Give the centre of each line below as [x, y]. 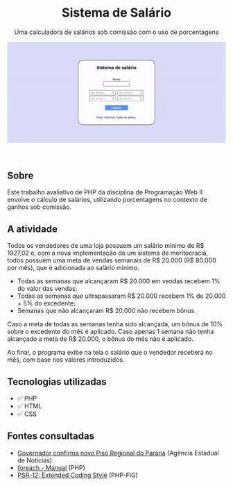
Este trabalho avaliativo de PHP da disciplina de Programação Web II [105, 192]
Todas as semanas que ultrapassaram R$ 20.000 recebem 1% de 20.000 [121, 296]
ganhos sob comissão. [40, 207]
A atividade [32, 229]
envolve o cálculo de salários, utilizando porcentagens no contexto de [107, 200]
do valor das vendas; [47, 289]
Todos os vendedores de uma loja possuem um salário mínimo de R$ [106, 246]
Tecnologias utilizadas [57, 382]
